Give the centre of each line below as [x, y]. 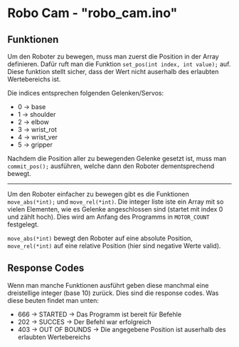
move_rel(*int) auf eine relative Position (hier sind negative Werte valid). [114, 246]
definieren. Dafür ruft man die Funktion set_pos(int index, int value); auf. [119, 64]
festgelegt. [23, 224]
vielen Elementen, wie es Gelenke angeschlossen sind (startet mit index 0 [115, 209]
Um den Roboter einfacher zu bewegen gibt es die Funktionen [99, 194]
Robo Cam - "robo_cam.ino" [92, 13]
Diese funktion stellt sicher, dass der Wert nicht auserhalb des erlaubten [113, 72]
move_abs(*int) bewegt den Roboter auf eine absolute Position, [100, 238]
